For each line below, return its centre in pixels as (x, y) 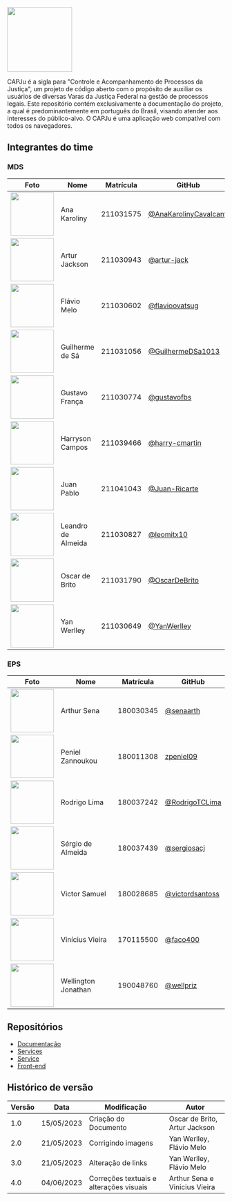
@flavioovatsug (173, 305)
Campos (75, 447)
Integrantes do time (50, 148)
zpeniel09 (181, 756)
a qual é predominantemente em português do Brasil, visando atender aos (113, 111)
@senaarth (183, 710)
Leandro (75, 526)
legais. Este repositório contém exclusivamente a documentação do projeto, (115, 104)
